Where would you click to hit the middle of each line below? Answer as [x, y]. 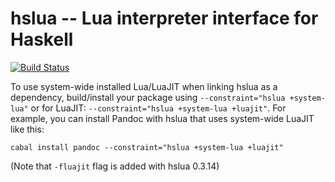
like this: [27, 129]
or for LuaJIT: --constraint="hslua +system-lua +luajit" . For [158, 108]
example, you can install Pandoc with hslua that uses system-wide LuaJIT [162, 118]
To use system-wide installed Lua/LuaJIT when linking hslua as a [144, 86]
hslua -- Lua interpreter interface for [164, 18]
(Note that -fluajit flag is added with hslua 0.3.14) [115, 166]
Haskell [42, 39]
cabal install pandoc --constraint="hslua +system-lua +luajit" [147, 147]
